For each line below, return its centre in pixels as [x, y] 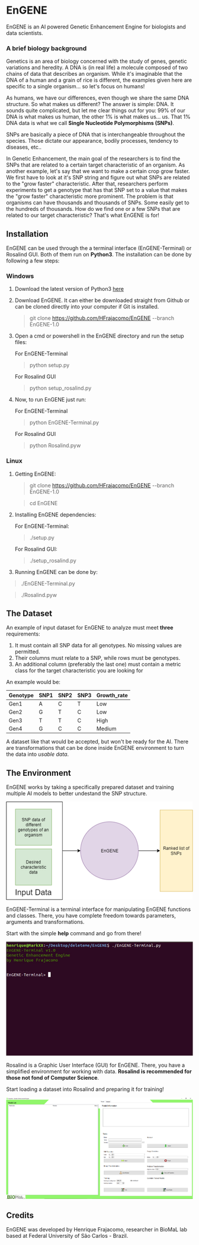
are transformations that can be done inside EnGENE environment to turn [95, 748]
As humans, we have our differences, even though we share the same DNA [98, 98]
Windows [20, 276]
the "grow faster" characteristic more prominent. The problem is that [90, 197]
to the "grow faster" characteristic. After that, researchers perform [87, 184]
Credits [20, 1216]
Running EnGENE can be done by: [56, 572]
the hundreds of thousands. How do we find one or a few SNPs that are [93, 209]
